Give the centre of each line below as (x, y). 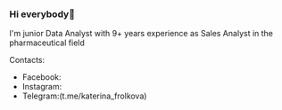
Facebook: (41, 77)
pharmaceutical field (47, 43)
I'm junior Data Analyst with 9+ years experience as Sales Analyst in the (141, 34)
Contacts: (27, 60)
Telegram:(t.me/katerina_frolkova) (84, 96)
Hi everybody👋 (42, 14)
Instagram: (42, 87)
